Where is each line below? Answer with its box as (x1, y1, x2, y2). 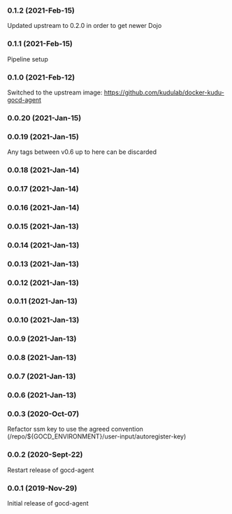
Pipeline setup (7, 55, 49, 63)
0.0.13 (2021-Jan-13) (7, 259, 80, 269)
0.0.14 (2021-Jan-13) (7, 240, 80, 250)
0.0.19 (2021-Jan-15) (7, 131, 79, 141)
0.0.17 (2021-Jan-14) (7, 184, 79, 194)
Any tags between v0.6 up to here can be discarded (7, 148, 157, 156)
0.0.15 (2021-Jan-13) (7, 221, 79, 231)
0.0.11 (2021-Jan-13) (7, 297, 78, 306)
